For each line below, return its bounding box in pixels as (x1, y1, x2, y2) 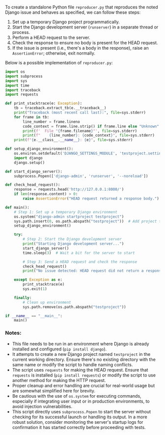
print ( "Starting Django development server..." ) (23, 241, 124, 246)
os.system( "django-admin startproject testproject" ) (14, 214, 124, 219)
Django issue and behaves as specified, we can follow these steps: (5, 9, 141, 15)
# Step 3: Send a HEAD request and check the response (23, 259, 137, 264)
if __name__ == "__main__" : (5, 313, 63, 319)
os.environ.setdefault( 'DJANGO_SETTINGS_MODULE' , (14, 151, 118, 156)
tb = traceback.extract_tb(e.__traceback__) (14, 106, 107, 111)
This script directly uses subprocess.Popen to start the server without (12, 408, 151, 414)
